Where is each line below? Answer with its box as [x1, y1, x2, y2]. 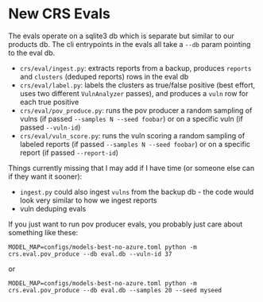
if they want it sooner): [8, 172, 83, 181]
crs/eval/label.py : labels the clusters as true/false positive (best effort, [19, 80, 256, 90]
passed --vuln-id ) [19, 122, 81, 132]
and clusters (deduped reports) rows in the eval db [19, 72, 189, 81]
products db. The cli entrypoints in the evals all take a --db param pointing [8, 39, 251, 48]
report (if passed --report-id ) [19, 148, 119, 157]
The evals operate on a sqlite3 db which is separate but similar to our [8, 31, 234, 41]
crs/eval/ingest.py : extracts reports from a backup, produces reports [19, 63, 252, 72]
